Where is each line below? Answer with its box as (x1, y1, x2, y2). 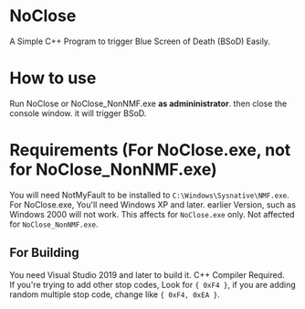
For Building (9, 245, 79, 261)
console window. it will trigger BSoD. (9, 107, 147, 119)
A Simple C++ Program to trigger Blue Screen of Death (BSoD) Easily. (9, 36, 271, 47)
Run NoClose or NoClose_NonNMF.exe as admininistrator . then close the (9, 98, 288, 109)
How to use (9, 68, 97, 89)
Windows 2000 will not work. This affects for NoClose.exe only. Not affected (9, 208, 295, 219)
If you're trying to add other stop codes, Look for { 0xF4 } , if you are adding (9, 279, 297, 290)
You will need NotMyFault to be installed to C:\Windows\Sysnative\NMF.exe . (9, 189, 289, 200)
